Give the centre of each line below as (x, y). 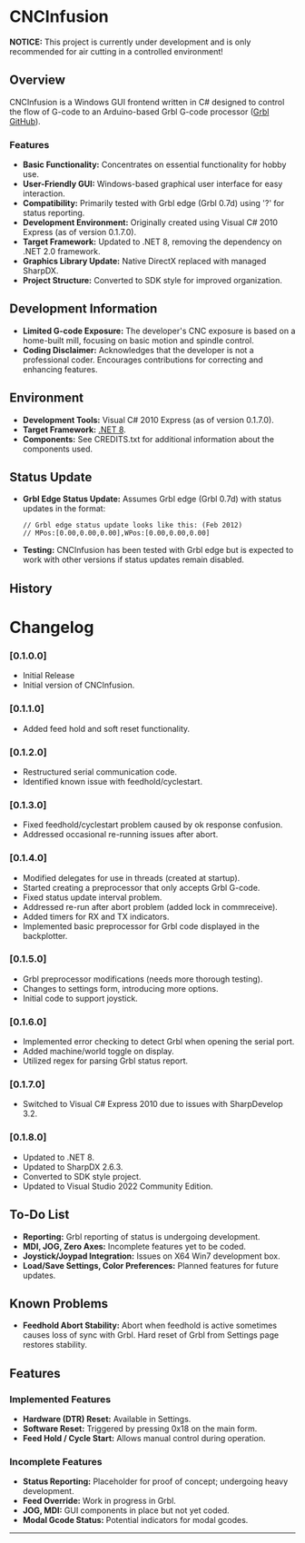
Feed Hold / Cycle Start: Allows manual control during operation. (144, 1439)
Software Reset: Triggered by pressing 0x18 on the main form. (140, 1429)
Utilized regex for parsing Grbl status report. (105, 1061)
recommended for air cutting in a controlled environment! (117, 51)
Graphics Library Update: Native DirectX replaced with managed (144, 262)
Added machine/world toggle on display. (98, 1052)
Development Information (84, 309)
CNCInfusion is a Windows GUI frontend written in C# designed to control (147, 102)
